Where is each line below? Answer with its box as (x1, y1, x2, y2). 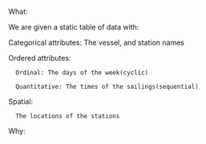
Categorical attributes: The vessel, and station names (8, 38, 184, 47)
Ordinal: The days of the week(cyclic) (15, 69, 149, 77)
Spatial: (8, 97, 34, 106)
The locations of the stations (15, 112, 120, 120)
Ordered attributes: (8, 54, 71, 62)
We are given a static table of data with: (8, 22, 139, 31)
